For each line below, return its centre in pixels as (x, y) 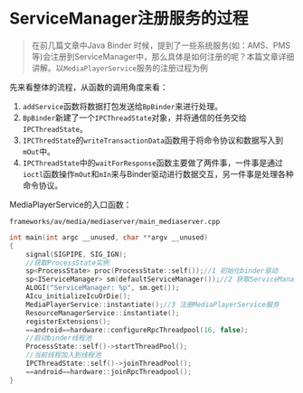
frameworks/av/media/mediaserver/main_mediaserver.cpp (115, 221)
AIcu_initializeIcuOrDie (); (78, 296)
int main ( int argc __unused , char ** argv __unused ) (109, 237)
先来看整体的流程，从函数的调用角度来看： (89, 87)
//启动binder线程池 (59, 338)
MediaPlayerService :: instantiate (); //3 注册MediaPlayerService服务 (153, 304)
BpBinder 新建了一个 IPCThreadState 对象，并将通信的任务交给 (134, 117)
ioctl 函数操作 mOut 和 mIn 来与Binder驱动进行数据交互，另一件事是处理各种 (158, 173)
